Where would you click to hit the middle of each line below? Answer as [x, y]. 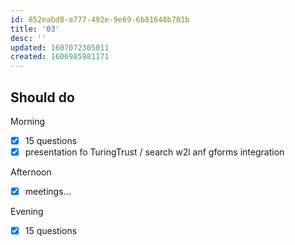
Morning [28, 121]
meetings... [48, 192]
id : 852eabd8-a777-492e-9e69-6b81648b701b [100, 19]
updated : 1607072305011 [60, 47]
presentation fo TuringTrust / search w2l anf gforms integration [154, 152]
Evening [27, 212]
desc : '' [28, 38]
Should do [42, 97]
